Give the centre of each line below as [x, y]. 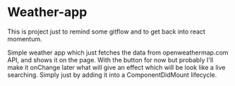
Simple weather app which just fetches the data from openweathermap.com [118, 52]
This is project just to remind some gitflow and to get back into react [107, 31]
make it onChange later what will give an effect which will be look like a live [116, 67]
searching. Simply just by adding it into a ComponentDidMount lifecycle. [112, 75]
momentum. [25, 38]
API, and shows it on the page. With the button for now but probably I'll [110, 59]
